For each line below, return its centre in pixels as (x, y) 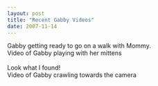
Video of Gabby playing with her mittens (65, 53)
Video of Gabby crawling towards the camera (72, 75)
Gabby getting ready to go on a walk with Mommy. (79, 46)
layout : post (26, 13)
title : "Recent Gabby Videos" (51, 20)
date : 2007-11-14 (32, 26)
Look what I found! (34, 68)
